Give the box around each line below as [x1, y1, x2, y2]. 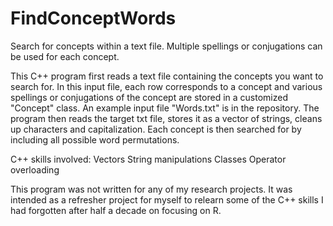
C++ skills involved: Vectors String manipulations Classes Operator [10, 153, 287, 165]
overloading [10, 163, 60, 176]
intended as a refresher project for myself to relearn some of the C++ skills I [10, 193, 324, 206]
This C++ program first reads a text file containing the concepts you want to [10, 70, 324, 82]
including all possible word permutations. [10, 133, 180, 146]
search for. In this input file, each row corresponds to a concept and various [10, 80, 323, 92]
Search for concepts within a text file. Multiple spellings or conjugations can [10, 40, 323, 52]
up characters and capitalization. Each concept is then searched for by [10, 123, 302, 135]
